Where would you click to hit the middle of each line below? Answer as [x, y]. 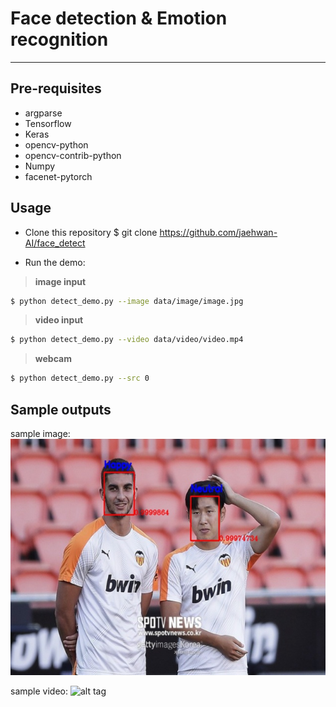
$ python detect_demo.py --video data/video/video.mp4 [127, 340]
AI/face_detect [55, 243]
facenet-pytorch [58, 176]
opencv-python [56, 144]
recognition [59, 39]
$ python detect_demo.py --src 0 [80, 378]
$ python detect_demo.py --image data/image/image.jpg [127, 301]
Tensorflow [48, 123]
